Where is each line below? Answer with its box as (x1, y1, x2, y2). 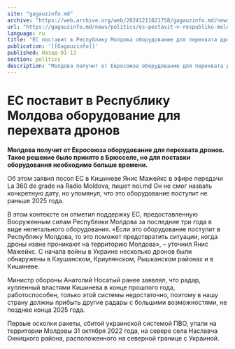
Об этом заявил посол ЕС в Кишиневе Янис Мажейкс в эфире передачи (7, 174, 224, 182)
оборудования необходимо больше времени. (7, 160, 148, 169)
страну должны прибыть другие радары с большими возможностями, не (7, 298, 227, 306)
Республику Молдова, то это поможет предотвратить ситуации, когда (7, 232, 218, 240)
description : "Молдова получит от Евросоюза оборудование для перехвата (7, 62, 224, 69)
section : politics (7, 56, 61, 63)
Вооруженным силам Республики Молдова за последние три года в (7, 217, 212, 226)
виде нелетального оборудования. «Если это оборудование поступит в (7, 225, 221, 233)
